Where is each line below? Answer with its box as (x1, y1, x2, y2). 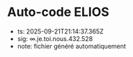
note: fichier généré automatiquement (17, 42, 127, 50)
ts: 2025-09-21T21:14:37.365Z (17, 27, 104, 35)
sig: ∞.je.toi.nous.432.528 (17, 34, 93, 42)
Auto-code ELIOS (7, 4, 109, 20)
